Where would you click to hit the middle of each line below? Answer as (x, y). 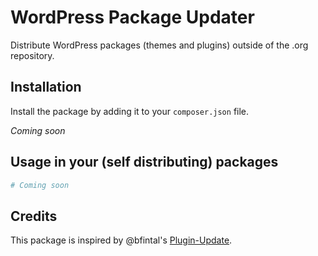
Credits (34, 216)
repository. (32, 55)
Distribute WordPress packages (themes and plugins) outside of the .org (159, 45)
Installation (46, 87)
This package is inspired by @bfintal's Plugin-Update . (121, 240)
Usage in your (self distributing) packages (144, 162)
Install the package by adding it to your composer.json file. (130, 111)
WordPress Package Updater (132, 17)
